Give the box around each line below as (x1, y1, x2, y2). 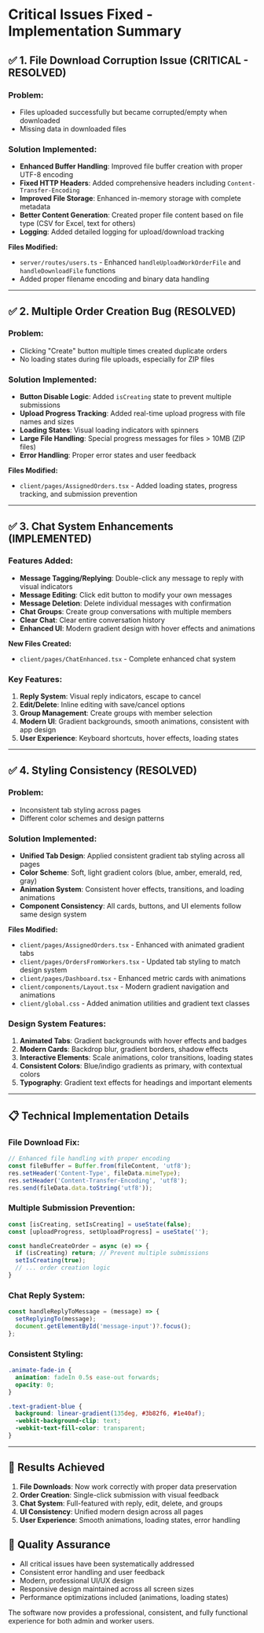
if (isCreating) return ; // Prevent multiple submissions (15, 1250, 210, 1257)
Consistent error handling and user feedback (19, 1567, 165, 1576)
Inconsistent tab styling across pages (19, 805, 141, 814)
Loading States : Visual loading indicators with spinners (19, 425, 199, 435)
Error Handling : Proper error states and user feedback (19, 450, 196, 460)
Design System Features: (8, 1018, 106, 1029)
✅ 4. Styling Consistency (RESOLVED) (8, 764, 198, 777)
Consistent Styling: (8, 1348, 84, 1359)
